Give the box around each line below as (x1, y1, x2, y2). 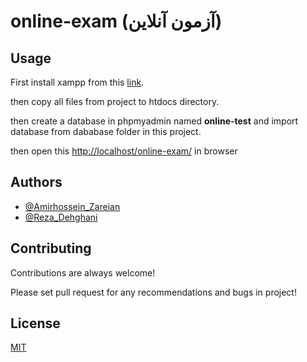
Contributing (10, 240, 92, 257)
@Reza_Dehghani (24, 211, 98, 223)
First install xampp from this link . (10, 76, 145, 88)
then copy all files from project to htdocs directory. (10, 96, 220, 107)
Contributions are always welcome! (10, 266, 156, 279)
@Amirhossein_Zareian (24, 200, 121, 212)
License (10, 315, 61, 332)
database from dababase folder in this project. (10, 126, 202, 137)
